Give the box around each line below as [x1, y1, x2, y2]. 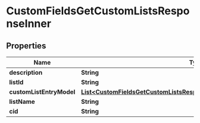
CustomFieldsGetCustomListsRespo [6, 4, 190, 18]
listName [9, 97, 36, 106]
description [9, 69, 43, 76]
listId [9, 78, 24, 86]
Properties [6, 41, 46, 51]
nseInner [6, 17, 52, 30]
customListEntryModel [9, 88, 76, 96]
